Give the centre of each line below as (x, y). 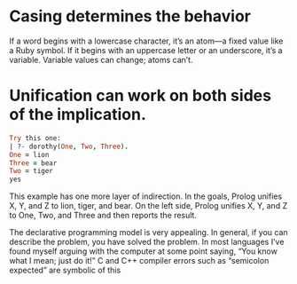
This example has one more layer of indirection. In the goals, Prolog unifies (146, 196)
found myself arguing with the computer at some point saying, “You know (143, 251)
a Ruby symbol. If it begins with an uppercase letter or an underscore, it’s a (146, 50)
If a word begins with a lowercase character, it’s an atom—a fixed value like (146, 41)
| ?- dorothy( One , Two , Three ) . (69, 146)
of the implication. (78, 115)
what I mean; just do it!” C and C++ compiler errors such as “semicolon (139, 261)
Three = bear (33, 163)
